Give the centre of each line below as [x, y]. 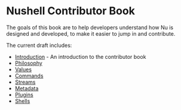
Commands [29, 76]
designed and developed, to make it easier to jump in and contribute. [91, 33]
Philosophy [29, 63]
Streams [25, 82]
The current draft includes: [39, 45]
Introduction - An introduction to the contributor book [80, 56]
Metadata [27, 88]
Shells [22, 101]
